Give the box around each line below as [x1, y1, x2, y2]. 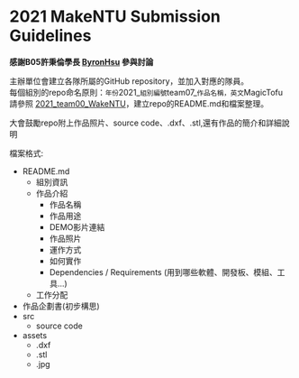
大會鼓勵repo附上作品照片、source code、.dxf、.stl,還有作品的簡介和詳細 [9, 117, 282, 128]
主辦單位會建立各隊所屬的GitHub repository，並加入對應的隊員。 [9, 75, 249, 87]
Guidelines [9, 25, 92, 46]
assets [22, 329, 48, 340]
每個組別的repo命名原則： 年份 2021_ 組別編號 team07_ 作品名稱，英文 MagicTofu [9, 87, 284, 97]
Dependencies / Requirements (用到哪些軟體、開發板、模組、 [49, 266, 277, 277]
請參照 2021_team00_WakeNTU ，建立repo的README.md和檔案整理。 [9, 97, 268, 109]
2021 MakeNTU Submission [9, 6, 221, 27]
